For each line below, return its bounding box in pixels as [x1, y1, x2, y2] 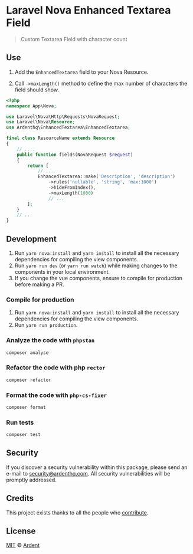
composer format [6, 404, 46, 410]
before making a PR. [14, 281, 64, 288]
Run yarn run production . [14, 322, 78, 329]
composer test [6, 432, 41, 438]
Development [6, 234, 57, 244]
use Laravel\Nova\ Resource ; [6, 119, 76, 125]
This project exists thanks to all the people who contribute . [6, 509, 149, 516]
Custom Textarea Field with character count [20, 35, 128, 42]
